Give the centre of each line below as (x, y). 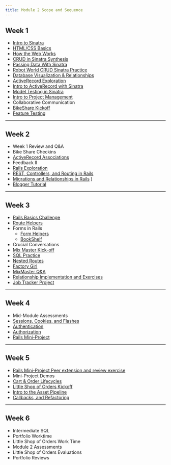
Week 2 (18, 134)
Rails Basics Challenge (36, 218)
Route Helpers (28, 223)
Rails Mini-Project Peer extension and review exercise (69, 370)
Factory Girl (25, 266)
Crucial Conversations (36, 245)
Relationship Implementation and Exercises (58, 277)
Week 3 (18, 205)
